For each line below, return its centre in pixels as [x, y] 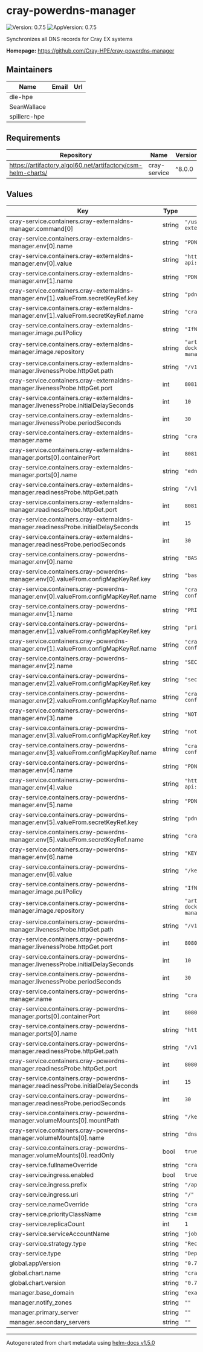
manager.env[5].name [41, 805]
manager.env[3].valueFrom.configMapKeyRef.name [83, 753]
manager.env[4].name [41, 770]
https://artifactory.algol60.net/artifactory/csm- [76, 165]
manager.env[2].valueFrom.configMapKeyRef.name [83, 701]
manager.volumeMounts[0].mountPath [64, 1121]
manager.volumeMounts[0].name [57, 1138]
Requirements [33, 138]
